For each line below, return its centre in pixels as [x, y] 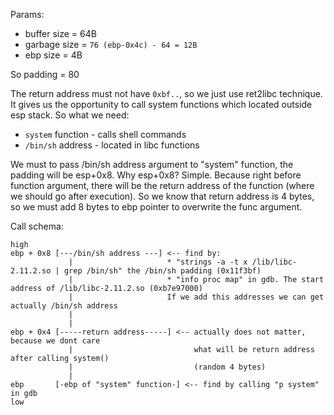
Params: [27, 14]
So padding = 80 [45, 74]
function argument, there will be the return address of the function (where [162, 185]
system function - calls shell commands [105, 134]
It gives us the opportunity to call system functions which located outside [161, 104]
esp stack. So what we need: [70, 115]
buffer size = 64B [60, 33]
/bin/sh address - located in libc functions [112, 145]
